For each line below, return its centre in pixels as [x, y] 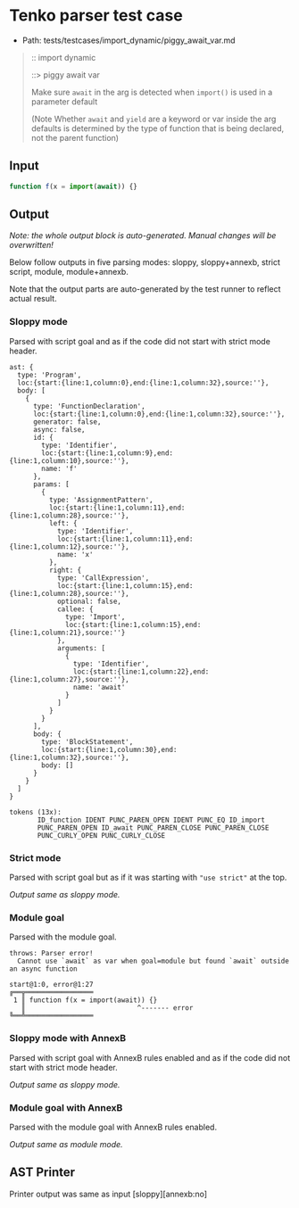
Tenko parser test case [96, 16]
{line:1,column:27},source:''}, [69, 679]
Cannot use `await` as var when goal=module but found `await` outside [154, 961]
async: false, [59, 429]
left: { [63, 523]
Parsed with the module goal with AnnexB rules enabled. [113, 1127]
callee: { [75, 609]
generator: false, [67, 422]
